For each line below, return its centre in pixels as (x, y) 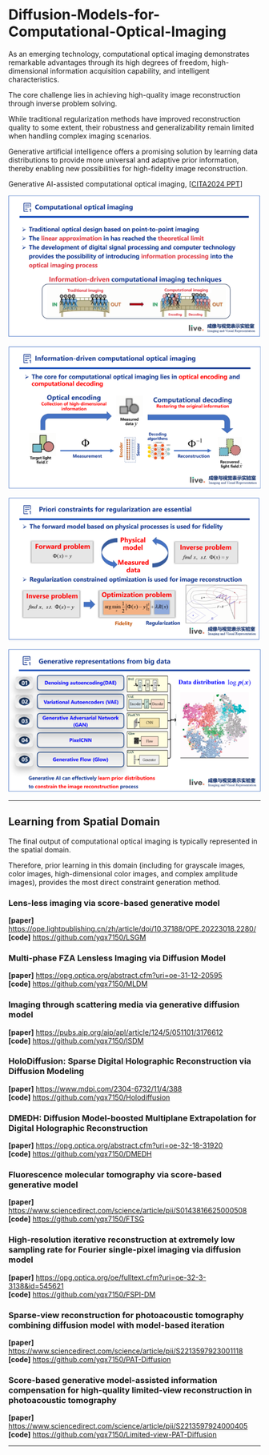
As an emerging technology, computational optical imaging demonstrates (129, 54)
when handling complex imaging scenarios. (80, 136)
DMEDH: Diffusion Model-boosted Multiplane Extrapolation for (132, 1118)
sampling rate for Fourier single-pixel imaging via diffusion (125, 1250)
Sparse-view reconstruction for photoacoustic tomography (126, 1315)
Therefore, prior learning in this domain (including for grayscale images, (127, 865)
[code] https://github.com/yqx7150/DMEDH (80, 1154)
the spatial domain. (40, 849)
